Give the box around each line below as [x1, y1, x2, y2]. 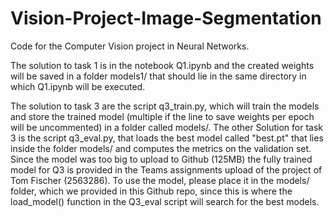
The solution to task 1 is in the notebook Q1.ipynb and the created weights [10, 59, 315, 71]
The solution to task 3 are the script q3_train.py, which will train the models [10, 100, 320, 112]
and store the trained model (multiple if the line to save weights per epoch [10, 110, 315, 122]
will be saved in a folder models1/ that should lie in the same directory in [10, 70, 307, 82]
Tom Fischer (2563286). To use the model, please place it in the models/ [10, 174, 310, 186]
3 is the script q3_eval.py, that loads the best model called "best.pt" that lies [10, 132, 324, 144]
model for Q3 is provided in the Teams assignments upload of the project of [10, 163, 323, 176]
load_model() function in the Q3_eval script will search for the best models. [10, 195, 320, 207]
